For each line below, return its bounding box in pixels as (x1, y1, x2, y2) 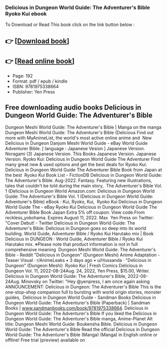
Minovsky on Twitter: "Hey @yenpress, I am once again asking (21, 278, 150, 284)
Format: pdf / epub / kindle (12, 78, 68, 84)
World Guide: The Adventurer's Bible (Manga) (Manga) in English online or (5, 332, 158, 338)
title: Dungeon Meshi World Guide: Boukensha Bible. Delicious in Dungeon (5, 321, 158, 327)
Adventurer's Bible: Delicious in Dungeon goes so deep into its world (5, 225, 147, 231)
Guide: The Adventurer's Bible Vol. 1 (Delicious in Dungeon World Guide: (5, 193, 154, 199)
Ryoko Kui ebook (5, 10, 47, 17)
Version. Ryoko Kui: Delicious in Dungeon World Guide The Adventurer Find (5, 156, 161, 162)
